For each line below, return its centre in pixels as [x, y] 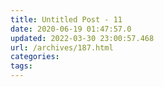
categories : [35, 57]
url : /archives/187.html [62, 47]
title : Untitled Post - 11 [66, 19]
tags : [21, 66]
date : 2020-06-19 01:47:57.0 [71, 29]
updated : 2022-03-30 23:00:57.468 [82, 38]
